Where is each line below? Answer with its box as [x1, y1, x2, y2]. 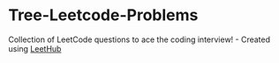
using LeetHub [8, 43, 62, 53]
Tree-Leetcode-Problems [8, 5, 199, 25]
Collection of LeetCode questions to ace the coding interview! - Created [8, 34, 271, 45]
